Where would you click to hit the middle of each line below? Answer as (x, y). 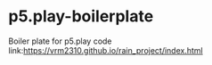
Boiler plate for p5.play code (60, 41)
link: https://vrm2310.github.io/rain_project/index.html (106, 50)
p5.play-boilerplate (81, 16)
